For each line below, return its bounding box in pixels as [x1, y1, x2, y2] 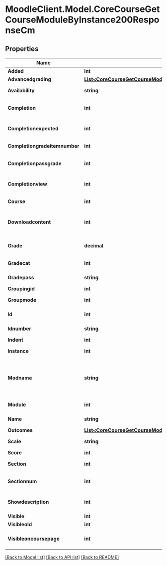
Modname [7, 375, 32, 381]
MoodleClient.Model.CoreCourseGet [5, 3, 160, 15]
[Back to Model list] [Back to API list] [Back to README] [5, 555, 119, 560]
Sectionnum [7, 478, 37, 485]
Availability [7, 87, 35, 94]
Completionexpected [7, 125, 59, 132]
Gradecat [7, 260, 30, 266]
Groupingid [7, 285, 35, 292]
